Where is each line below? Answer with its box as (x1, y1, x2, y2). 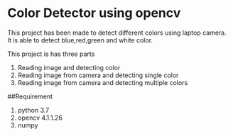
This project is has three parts (7, 50, 95, 58)
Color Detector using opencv (7, 5, 181, 21)
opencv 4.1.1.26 (17, 113, 63, 122)
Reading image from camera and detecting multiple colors (17, 78, 188, 86)
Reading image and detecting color (17, 63, 121, 72)
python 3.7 (17, 106, 50, 114)
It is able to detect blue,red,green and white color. (7, 35, 153, 44)
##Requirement (7, 92, 53, 101)
